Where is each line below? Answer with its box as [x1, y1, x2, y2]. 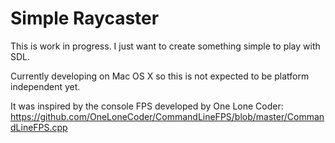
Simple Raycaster [10, 7, 160, 30]
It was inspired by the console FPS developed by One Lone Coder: [10, 100, 284, 112]
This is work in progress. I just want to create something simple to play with [10, 40, 321, 52]
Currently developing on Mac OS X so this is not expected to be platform [10, 70, 310, 82]
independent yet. [10, 80, 81, 92]
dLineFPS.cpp [10, 121, 68, 133]
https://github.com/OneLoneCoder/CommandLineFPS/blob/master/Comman [10, 110, 325, 122]
